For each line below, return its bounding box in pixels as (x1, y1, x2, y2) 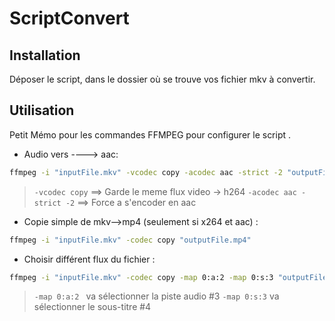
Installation (9, 47, 81, 64)
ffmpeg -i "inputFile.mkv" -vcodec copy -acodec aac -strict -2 (9, 167, 283, 177)
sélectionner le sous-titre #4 (33, 301, 152, 313)
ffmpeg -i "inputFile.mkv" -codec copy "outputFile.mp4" (9, 235, 252, 245)
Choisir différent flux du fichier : (23, 253, 156, 265)
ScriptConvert (9, 7, 130, 30)
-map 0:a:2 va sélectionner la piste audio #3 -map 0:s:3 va (33, 290, 280, 302)
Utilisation (9, 102, 75, 119)
